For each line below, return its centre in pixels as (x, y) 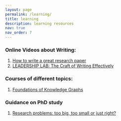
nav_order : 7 (19, 33)
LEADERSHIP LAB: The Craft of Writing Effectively (63, 66)
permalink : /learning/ (28, 14)
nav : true (15, 28)
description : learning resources (40, 23)
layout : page (19, 10)
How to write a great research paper (49, 61)
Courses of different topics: (39, 79)
